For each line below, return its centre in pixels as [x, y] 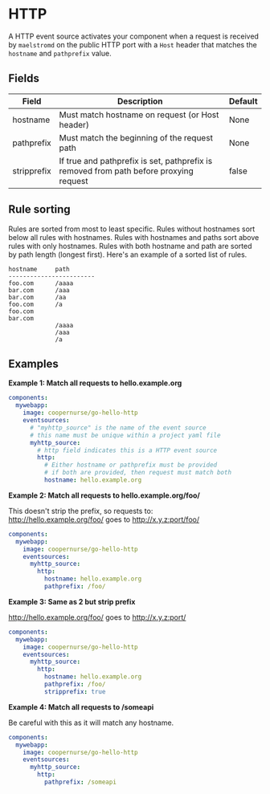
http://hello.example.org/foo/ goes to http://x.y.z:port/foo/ [104, 519]
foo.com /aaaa [41, 283]
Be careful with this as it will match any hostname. [91, 723]
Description [140, 101]
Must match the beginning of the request [136, 137]
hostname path [39, 269]
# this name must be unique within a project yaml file [125, 435]
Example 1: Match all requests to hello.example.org [95, 383]
